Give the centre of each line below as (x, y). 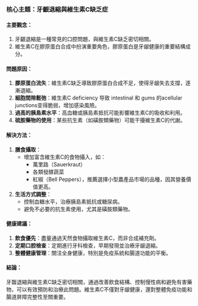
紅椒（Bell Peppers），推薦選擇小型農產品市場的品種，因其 (104, 179)
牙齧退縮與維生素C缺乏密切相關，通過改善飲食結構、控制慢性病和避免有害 (97, 282)
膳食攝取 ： (28, 149)
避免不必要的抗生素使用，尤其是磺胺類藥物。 (78, 209)
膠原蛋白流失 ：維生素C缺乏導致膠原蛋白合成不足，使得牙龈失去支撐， (100, 83)
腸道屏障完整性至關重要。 (37, 296)
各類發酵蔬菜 (48, 171)
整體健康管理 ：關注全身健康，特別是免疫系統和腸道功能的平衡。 (93, 253)
